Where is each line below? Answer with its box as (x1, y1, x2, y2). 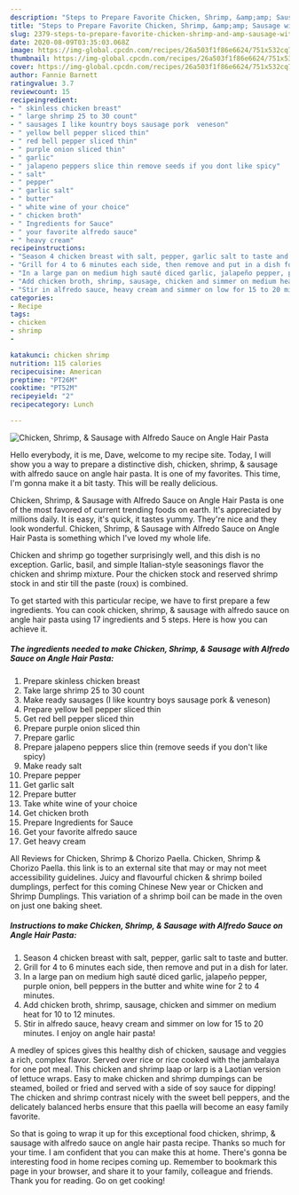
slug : (10, 29, 30, 38)
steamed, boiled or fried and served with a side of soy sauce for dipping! (10, 1082, 276, 1093)
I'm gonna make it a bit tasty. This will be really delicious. (10, 477, 218, 488)
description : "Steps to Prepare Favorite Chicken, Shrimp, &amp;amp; (10, 12, 273, 22)
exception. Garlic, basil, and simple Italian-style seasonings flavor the (10, 559, 264, 570)
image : (10, 46, 35, 55)
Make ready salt (22, 760, 83, 771)
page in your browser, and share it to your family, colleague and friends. (10, 1166, 273, 1176)
